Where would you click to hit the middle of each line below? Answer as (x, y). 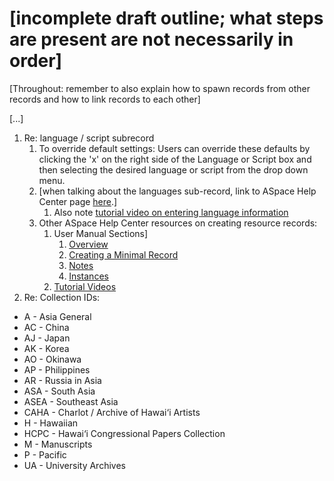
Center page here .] (78, 201)
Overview (88, 244)
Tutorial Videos (85, 286)
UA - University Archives (74, 465)
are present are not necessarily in (151, 39)
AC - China (46, 327)
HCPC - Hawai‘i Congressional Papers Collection (124, 433)
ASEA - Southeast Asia (71, 401)
